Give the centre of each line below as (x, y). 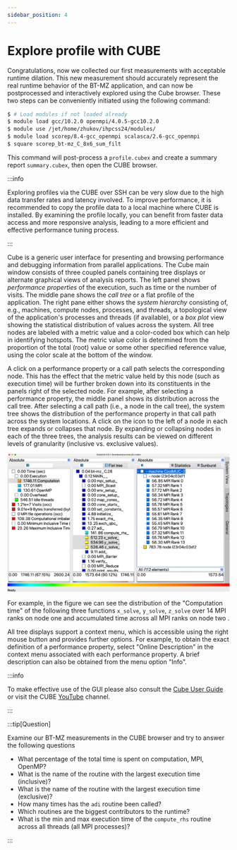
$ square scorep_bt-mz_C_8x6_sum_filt (64, 144)
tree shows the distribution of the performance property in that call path (112, 413)
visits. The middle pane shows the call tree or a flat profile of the (101, 295)
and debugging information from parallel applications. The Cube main (108, 264)
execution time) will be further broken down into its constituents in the (109, 383)
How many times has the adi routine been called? (90, 804)
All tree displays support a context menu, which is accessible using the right (118, 632)
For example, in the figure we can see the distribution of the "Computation (115, 603)
